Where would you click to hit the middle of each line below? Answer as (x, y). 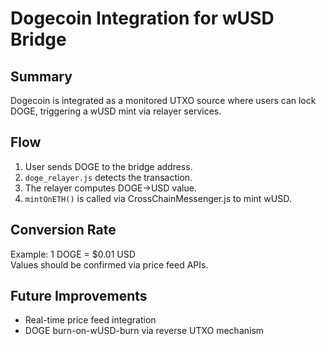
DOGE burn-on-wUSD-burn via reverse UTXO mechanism (144, 331)
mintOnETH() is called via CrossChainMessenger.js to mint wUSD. (158, 198)
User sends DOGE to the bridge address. (108, 166)
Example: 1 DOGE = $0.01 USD (73, 254)
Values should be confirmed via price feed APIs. (109, 264)
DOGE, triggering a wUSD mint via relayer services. (116, 111)
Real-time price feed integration (90, 320)
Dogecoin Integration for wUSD (142, 18)
